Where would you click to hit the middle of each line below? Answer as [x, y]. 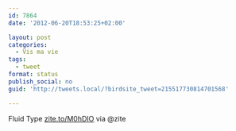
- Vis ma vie [37, 52]
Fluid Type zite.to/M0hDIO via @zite [67, 118]
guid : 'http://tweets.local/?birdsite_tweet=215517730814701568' [118, 89]
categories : [28, 44]
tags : [17, 60]
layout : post [30, 37]
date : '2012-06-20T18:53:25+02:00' [67, 23]
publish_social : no [41, 81]
